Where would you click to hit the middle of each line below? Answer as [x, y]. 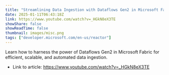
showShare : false [23, 24]
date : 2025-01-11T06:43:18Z [35, 14]
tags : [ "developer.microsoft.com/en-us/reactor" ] [58, 38]
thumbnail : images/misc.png [35, 33]
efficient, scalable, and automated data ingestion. [56, 57]
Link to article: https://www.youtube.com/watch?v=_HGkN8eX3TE [81, 67]
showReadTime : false [27, 28]
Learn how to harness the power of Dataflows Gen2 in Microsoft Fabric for [82, 52]
